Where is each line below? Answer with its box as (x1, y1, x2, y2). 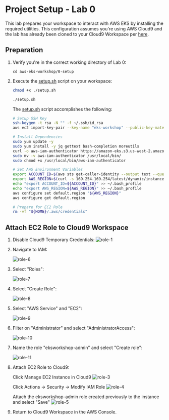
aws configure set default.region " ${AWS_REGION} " (12, 190, 122, 196)
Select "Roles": (12, 266, 44, 272)
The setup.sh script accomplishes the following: (12, 106, 112, 112)
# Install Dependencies (12, 134, 63, 140)
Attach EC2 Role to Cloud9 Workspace (5, 223, 129, 232)
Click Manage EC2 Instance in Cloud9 (12, 374, 92, 380)
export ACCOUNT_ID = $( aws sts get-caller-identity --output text (12, 172, 151, 177)
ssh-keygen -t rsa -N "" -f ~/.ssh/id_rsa (12, 121, 103, 126)
